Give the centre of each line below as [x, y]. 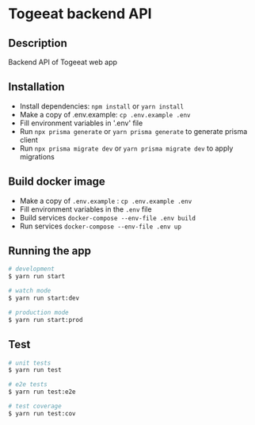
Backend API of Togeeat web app [63, 62]
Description [38, 43]
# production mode [38, 312]
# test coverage [35, 406]
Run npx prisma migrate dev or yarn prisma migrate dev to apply [126, 148]
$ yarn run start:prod [46, 320]
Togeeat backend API [80, 14]
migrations [37, 156]
